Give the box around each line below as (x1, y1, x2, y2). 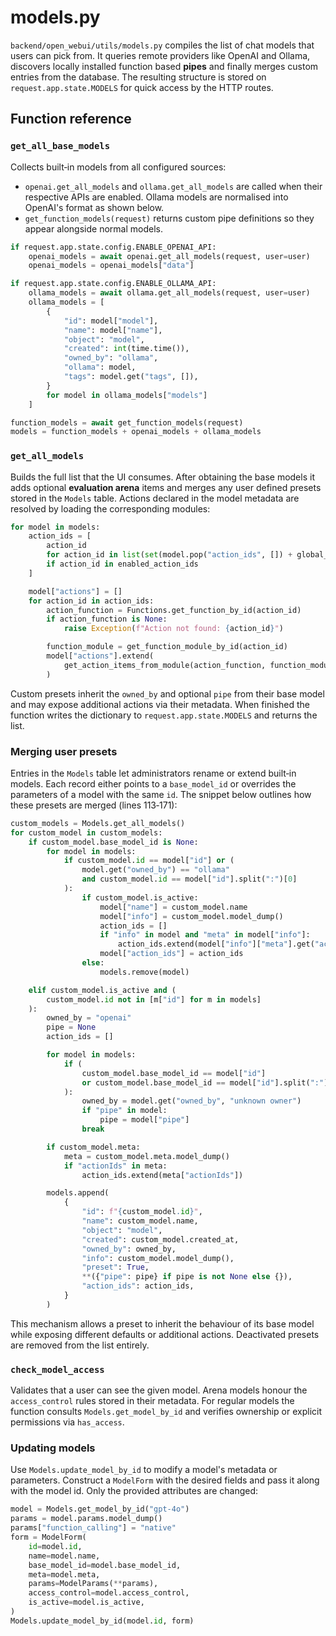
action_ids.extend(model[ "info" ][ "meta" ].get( (117, 939, 315, 950)
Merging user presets (10, 744, 118, 758)
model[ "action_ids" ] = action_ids (99, 949, 244, 959)
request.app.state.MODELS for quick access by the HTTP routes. (10, 81, 274, 93)
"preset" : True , (81, 1262, 150, 1273)
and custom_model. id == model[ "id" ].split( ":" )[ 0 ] (81, 874, 298, 885)
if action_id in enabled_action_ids (46, 559, 199, 570)
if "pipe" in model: (81, 1106, 168, 1116)
